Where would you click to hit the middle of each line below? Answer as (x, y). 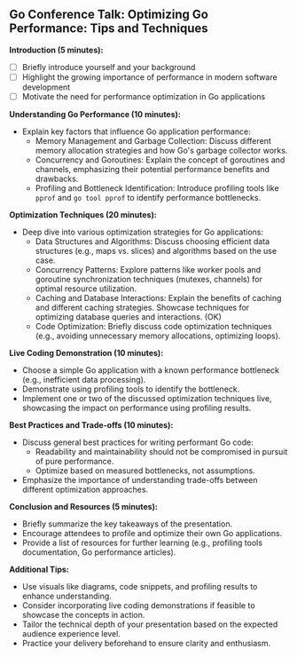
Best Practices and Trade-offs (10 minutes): (91, 425)
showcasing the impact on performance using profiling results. (137, 408)
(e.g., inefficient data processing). (84, 380)
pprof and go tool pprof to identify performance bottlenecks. (148, 198)
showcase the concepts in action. (83, 615)
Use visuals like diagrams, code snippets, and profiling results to (140, 586)
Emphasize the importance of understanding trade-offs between (140, 480)
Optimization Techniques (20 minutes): (83, 215)
